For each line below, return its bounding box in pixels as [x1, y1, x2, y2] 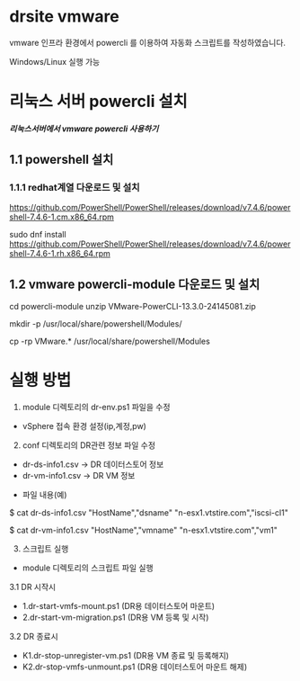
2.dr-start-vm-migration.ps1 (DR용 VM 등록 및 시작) [22, 612, 209, 623]
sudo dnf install [9, 229, 66, 240]
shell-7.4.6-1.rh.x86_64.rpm [9, 248, 110, 259]
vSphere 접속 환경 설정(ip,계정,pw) [22, 421, 146, 432]
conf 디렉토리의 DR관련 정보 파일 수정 [22, 440, 155, 451]
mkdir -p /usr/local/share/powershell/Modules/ [9, 318, 182, 329]
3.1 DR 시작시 [9, 582, 57, 593]
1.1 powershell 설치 [9, 152, 114, 167]
